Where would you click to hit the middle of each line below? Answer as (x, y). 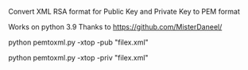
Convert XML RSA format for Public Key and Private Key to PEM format (124, 12)
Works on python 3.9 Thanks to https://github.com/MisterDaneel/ (115, 27)
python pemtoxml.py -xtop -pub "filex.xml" (78, 42)
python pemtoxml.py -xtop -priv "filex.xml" (78, 58)
